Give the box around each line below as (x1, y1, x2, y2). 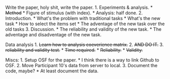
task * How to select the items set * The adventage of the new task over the (5, 21, 165, 27)
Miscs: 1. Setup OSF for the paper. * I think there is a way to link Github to (5, 57, 160, 63)
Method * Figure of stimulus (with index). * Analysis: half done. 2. (5, 10, 143, 16)
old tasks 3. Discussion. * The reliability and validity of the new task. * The (5, 26, 162, 32)
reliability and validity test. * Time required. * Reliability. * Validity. (5, 47, 143, 53)
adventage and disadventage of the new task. (5, 32, 102, 37)
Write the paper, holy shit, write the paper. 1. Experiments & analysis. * (5, 5, 153, 10)
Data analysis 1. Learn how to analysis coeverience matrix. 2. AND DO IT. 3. (5, 42, 164, 48)
